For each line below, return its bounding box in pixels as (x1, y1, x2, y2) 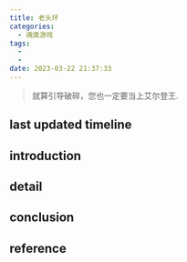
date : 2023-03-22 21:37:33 (9, 65, 112, 74)
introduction (9, 147, 82, 164)
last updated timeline (9, 117, 132, 133)
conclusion (9, 210, 75, 226)
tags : (9, 38, 30, 48)
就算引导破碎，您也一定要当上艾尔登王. (31, 90, 179, 101)
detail (9, 179, 43, 195)
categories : (9, 22, 55, 31)
